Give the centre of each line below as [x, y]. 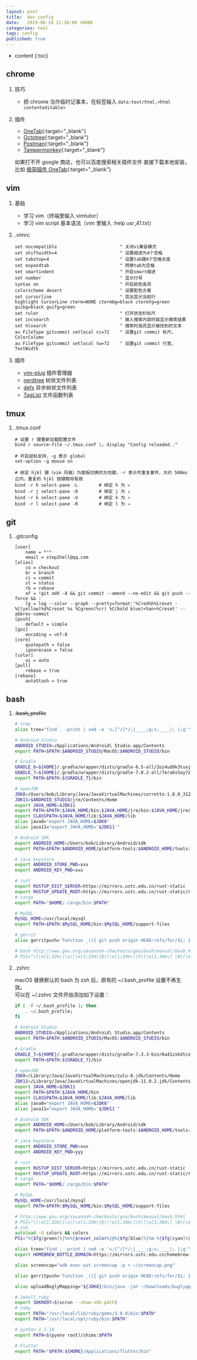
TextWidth [27, 349]
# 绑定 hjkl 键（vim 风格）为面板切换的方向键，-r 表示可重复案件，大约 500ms [101, 473]
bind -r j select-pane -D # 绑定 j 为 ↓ [72, 492]
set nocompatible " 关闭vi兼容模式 [86, 247]
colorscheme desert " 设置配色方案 [83, 290]
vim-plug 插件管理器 [48, 373]
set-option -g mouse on [44, 462]
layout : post [22, 11]
